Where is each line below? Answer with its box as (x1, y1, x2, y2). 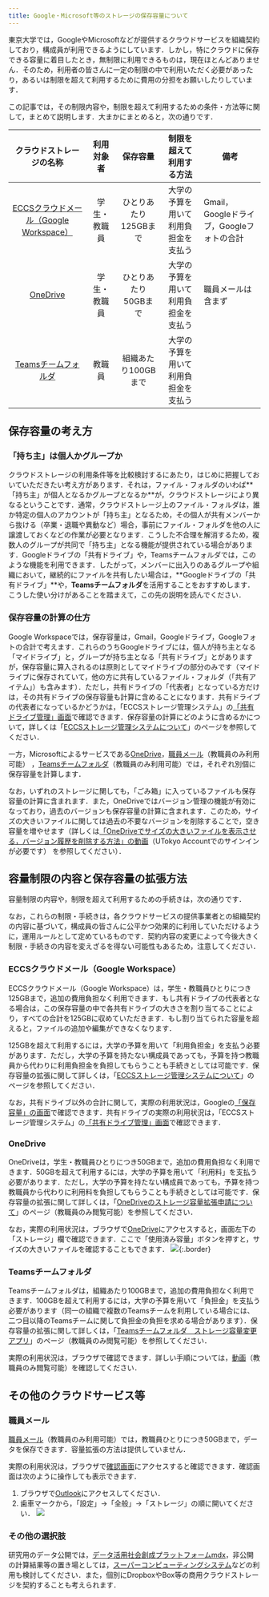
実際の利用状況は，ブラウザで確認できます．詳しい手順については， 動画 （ (8, 1353, 254, 1362)
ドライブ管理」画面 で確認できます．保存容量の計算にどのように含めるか (8, 712, 247, 722)
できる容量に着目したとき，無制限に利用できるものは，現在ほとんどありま (8, 54, 254, 64)
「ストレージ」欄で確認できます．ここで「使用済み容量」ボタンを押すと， (8, 1234, 254, 1244)
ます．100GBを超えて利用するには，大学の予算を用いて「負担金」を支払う (14, 1296, 261, 1305)
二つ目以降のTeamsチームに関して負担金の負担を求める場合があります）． (8, 1316, 251, 1325)
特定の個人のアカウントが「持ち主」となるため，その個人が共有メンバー (14, 510, 254, 520)
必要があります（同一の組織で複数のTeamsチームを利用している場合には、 (8, 1306, 255, 1316)
